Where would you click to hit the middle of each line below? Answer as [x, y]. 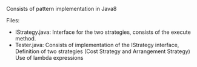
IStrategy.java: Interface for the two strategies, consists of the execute [103, 32]
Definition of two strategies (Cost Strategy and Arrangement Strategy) [103, 51]
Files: [13, 20]
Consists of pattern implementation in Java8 [62, 9]
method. [25, 38]
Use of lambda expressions [49, 58]
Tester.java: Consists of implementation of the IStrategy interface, [97, 45]
